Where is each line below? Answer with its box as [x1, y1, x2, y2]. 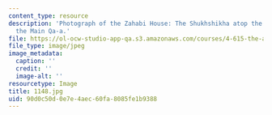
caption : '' [15, 57, 57, 66]
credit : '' [15, 65, 53, 73]
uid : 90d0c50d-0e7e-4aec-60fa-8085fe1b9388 [8, 95, 158, 103]
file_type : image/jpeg [8, 42, 85, 50]
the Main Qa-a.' [15, 27, 70, 35]
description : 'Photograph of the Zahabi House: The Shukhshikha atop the [8, 19, 263, 28]
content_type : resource [8, 11, 89, 20]
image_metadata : [8, 49, 63, 57]
